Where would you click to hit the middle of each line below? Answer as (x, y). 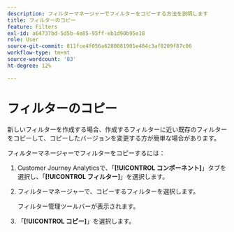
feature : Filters (32, 27)
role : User (23, 40)
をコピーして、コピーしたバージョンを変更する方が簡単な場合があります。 (114, 138)
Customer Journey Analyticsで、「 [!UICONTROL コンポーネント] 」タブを (122, 168)
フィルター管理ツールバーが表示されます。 (78, 206)
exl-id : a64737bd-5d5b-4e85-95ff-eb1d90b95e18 (76, 33)
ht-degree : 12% (29, 66)
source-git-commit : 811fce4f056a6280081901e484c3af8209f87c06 (100, 46)
